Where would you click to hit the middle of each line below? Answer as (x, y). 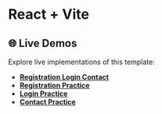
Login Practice (43, 94)
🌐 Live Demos (43, 43)
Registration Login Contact (64, 77)
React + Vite (49, 14)
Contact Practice (47, 102)
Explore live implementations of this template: (81, 62)
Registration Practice (54, 85)
